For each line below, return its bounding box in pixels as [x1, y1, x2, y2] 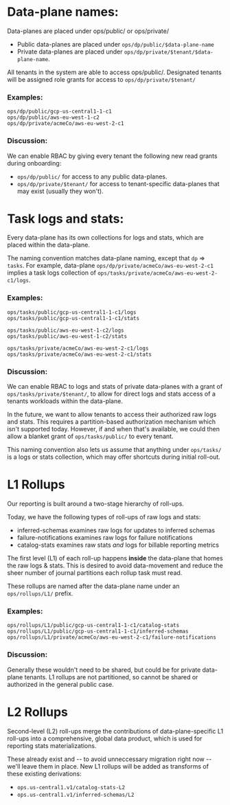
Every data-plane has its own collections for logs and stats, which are [7, 234, 204, 242]
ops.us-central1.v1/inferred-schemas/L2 [16, 791, 135, 798]
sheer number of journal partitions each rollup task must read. [7, 569, 183, 577]
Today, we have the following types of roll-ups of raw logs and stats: [7, 513, 201, 521]
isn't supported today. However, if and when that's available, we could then [7, 425, 220, 433]
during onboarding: [7, 159, 62, 167]
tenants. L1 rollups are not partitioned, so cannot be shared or [24, 672, 198, 681]
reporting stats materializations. [7, 741, 97, 749]
